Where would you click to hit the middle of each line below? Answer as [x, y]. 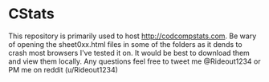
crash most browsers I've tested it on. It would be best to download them [129, 53]
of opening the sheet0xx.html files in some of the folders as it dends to [125, 44]
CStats [31, 14]
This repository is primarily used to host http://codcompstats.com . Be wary [132, 36]
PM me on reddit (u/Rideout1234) [63, 69]
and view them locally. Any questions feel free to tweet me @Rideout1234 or [134, 61]
